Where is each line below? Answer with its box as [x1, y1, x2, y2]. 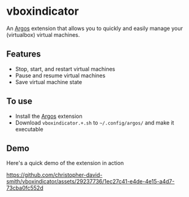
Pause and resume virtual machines [15, 72, 106, 79]
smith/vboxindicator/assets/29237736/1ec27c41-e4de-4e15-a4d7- [6, 178, 175, 185]
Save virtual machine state [15, 78, 83, 85]
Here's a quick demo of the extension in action [6, 160, 124, 167]
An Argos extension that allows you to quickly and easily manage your [6, 25, 183, 32]
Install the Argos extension [15, 112, 83, 120]
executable [15, 125, 44, 133]
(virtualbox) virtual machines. [6, 31, 80, 38]
